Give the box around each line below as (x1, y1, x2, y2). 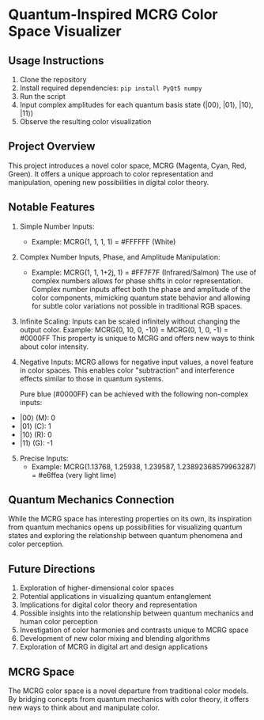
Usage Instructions (8, 54, 104, 67)
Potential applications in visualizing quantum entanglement (19, 592, 212, 601)
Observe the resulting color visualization (19, 117, 152, 126)
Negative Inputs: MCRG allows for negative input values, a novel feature (19, 357, 255, 366)
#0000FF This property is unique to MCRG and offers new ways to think (19, 333, 255, 343)
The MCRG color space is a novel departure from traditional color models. (8, 686, 249, 695)
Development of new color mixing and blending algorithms (19, 634, 211, 643)
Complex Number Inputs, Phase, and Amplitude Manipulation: (19, 252, 221, 262)
